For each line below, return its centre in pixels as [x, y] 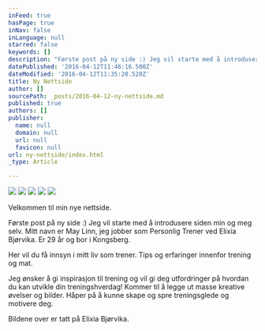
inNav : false [30, 30]
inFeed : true [30, 15]
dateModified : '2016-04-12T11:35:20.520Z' [79, 74]
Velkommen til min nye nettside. [60, 208]
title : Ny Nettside [40, 81]
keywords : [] [30, 52]
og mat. [21, 263]
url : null [31, 140]
